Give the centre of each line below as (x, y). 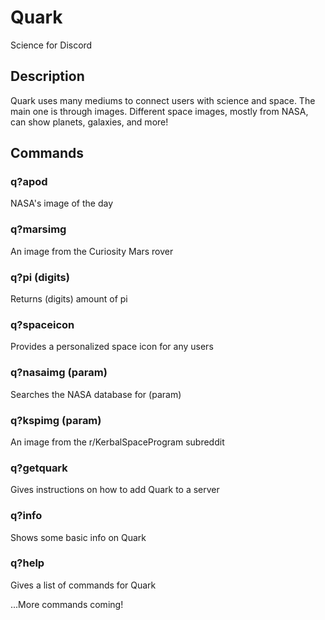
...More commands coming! (67, 604)
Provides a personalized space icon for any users (112, 347)
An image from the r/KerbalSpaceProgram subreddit (117, 442)
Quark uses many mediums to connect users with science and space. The (163, 100)
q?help (27, 563)
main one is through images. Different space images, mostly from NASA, (159, 111)
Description (47, 76)
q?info (26, 516)
